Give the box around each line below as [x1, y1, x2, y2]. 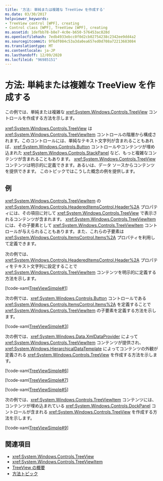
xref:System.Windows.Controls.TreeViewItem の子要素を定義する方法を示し [5, 307, 157, 313]
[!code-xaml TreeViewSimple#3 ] [5, 324, 69, 329]
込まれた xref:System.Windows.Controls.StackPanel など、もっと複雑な [5, 150, 148, 156]
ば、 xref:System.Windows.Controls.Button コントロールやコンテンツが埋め [5, 144, 155, 150]
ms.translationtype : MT [5, 44, 54, 48]
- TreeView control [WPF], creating [5, 21, 79, 26]
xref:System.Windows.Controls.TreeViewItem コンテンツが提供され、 [5, 340, 144, 345]
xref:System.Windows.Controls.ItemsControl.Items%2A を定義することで [5, 302, 151, 307]
